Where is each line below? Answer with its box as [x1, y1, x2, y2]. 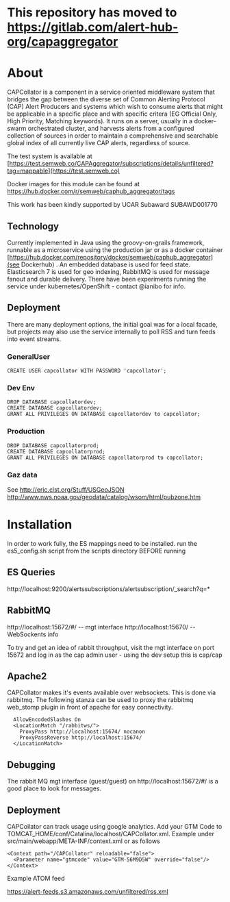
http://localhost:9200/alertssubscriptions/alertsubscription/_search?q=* [7, 584, 210, 593]
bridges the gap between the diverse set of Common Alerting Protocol [7, 95, 205, 103]
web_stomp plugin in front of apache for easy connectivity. [7, 703, 173, 712]
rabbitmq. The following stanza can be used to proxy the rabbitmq [7, 696, 194, 704]
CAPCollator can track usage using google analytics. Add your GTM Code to [7, 822, 222, 830]
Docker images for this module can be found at [7, 180, 140, 188]
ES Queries [7, 566, 55, 578]
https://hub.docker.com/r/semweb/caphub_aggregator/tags [7, 187, 175, 196]
